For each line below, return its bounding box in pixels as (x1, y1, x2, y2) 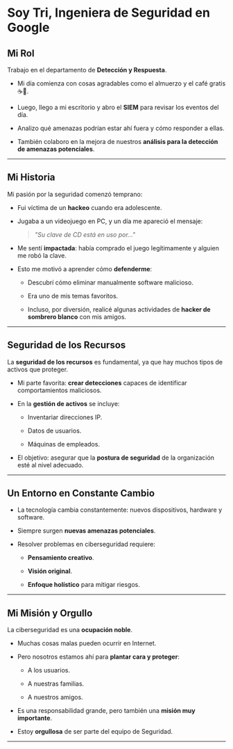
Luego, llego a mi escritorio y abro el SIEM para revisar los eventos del (17, 103, 219, 111)
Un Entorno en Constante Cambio (7, 488, 155, 499)
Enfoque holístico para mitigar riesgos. (27, 581, 140, 589)
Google (7, 19, 50, 35)
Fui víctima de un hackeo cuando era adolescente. (17, 203, 162, 211)
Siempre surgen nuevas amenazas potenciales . (17, 526, 156, 535)
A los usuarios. (27, 666, 71, 675)
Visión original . (27, 567, 73, 575)
